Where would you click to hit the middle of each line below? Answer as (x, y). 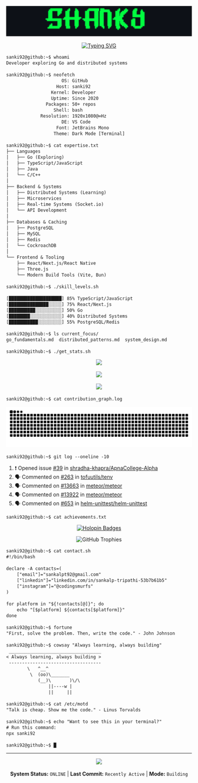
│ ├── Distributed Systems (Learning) (57, 193)
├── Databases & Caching (37, 222)
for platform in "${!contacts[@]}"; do (55, 604)
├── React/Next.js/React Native (56, 263)
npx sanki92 (21, 733)
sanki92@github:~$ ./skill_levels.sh (52, 287)
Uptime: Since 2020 (75, 99)
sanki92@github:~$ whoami (38, 57)
